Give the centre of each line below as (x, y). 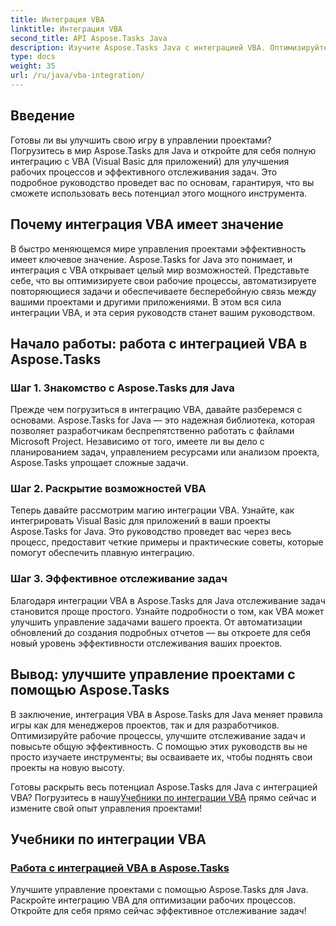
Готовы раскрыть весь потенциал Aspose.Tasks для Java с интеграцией (164, 787)
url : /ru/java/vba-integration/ (77, 76)
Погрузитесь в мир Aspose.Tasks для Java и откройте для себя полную (163, 150)
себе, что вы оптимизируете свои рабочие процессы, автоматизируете (163, 280)
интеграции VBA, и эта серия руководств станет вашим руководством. (163, 312)
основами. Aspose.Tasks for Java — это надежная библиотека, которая (163, 420)
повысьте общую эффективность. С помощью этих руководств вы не (159, 746)
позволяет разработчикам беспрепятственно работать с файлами (152, 431)
